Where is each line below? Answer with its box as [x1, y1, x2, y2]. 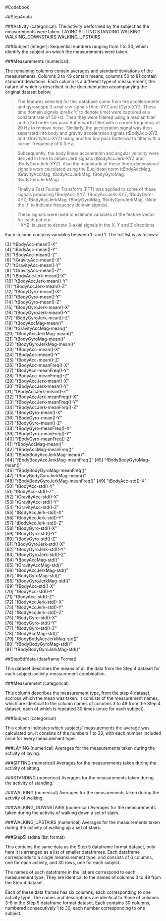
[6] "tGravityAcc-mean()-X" [5, 257, 62, 263]
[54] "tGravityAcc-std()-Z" [5, 505, 59, 510]
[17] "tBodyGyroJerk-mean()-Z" [5, 315, 70, 321]
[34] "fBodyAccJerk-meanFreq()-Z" [5, 405, 78, 410]
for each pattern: [17, 217, 52, 222]
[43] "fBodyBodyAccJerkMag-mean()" [5, 452, 84, 458]
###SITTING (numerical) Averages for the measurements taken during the [5, 760, 157, 766]
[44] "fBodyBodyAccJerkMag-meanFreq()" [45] [5, 457, 104, 462]
